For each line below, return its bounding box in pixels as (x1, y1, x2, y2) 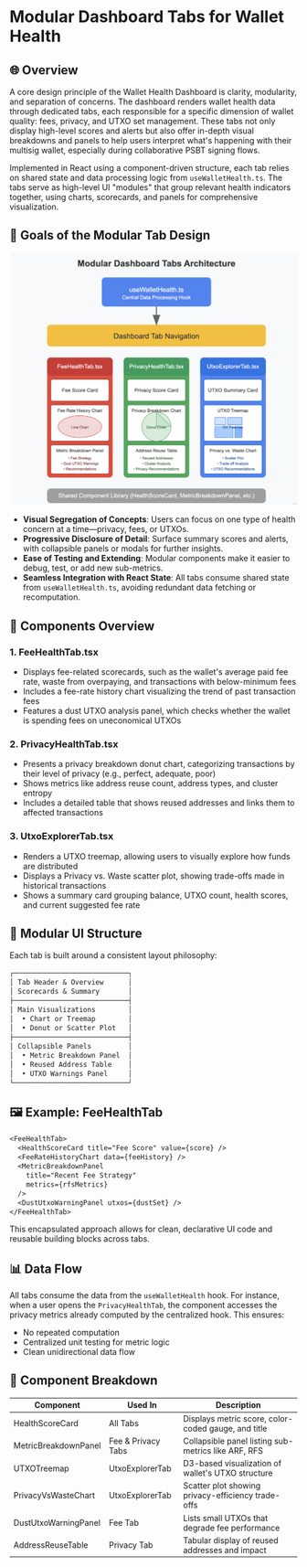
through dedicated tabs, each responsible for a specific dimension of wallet (9, 106, 294, 116)
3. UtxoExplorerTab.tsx (9, 830, 114, 843)
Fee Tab (108, 1518, 140, 1529)
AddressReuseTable (13, 1540, 89, 1551)
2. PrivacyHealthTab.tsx (9, 738, 119, 751)
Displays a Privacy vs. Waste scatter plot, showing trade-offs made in (22, 870, 285, 881)
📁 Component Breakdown (9, 1373, 158, 1389)
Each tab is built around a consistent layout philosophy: (9, 950, 217, 961)
